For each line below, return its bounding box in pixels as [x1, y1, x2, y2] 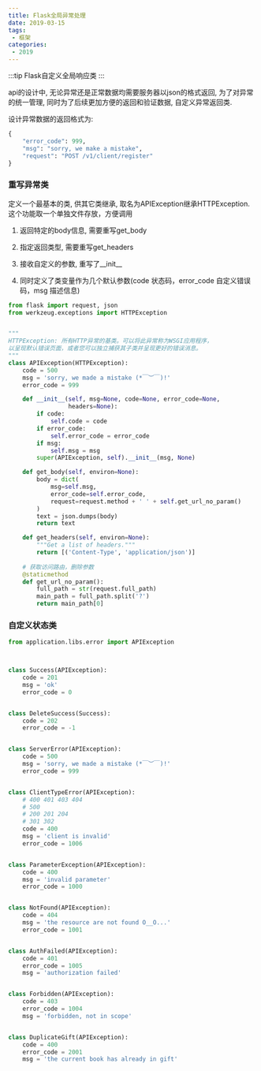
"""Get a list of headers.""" [36, 541, 136, 549]
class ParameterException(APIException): [8, 860, 147, 868]
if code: [36, 410, 65, 418]
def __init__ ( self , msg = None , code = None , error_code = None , [22, 395, 221, 403]
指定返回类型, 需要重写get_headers [19, 242, 134, 252]
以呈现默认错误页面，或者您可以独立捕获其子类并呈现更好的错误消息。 [8, 345, 203, 353]
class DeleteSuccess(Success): [8, 709, 111, 718]
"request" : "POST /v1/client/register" [22, 151, 154, 160]
